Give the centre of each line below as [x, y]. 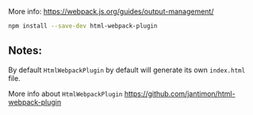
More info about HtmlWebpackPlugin [65, 94]
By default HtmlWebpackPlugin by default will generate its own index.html [127, 70]
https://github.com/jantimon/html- [180, 94]
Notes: [25, 51]
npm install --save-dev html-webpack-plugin [83, 26]
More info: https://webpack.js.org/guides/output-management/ [111, 11]
